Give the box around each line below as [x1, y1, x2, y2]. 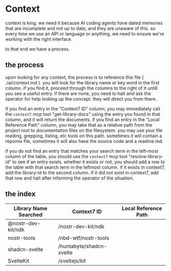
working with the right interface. [5, 36, 73, 42]
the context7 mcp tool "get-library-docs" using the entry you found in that [5, 111, 160, 117]
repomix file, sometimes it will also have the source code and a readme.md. [5, 138, 164, 144]
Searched [18, 211, 43, 218]
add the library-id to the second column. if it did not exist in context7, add [5, 169, 159, 175]
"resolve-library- [128, 153, 164, 159]
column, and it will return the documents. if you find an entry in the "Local [5, 116, 160, 123]
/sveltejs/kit [58, 257, 86, 264]
